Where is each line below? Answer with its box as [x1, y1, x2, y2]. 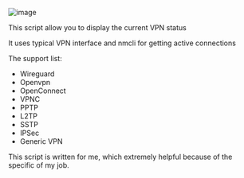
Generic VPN [19, 137, 63, 146]
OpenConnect [19, 86, 66, 95]
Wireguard [19, 69, 55, 79]
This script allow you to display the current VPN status [8, 23, 187, 32]
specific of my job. [8, 161, 69, 170]
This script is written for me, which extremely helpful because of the [8, 152, 233, 161]
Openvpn [19, 78, 51, 87]
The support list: [8, 54, 62, 63]
